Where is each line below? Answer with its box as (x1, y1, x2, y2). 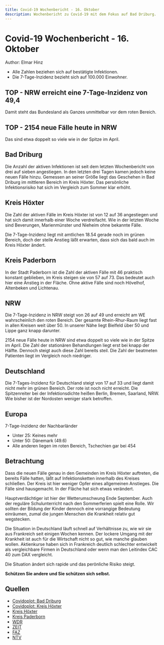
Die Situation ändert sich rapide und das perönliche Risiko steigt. (5, 561, 136, 567)
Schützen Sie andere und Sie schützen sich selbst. (5, 570, 110, 576)
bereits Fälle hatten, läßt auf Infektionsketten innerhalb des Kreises (5, 475, 140, 481)
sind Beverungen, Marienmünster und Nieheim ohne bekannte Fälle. (5, 222, 142, 228)
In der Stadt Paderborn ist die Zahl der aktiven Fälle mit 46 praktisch (5, 269, 143, 275)
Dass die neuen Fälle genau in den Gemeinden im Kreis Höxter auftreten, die (5, 470, 159, 476)
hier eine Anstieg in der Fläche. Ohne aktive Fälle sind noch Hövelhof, (5, 280, 145, 285)
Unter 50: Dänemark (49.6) (12, 438, 67, 443)
